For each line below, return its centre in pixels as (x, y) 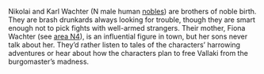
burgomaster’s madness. (49, 61)
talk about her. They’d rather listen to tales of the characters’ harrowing (124, 45)
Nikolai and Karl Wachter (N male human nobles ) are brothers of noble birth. (132, 11)
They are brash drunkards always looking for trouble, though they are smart (132, 20)
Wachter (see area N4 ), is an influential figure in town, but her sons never (128, 36)
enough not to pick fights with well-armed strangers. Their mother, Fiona (127, 28)
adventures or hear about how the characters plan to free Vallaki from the (128, 53)
